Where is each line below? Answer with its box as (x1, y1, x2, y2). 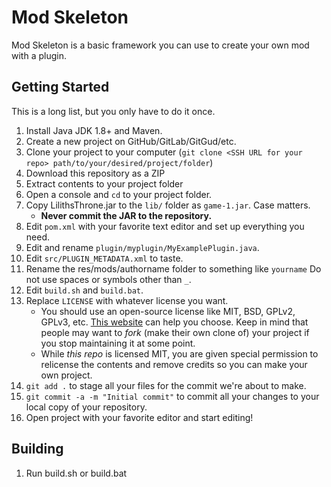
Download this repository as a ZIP (25, 167, 166, 179)
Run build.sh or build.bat (25, 467, 128, 479)
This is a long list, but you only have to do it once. (11, 105, 216, 117)
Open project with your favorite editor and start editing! (25, 411, 254, 423)
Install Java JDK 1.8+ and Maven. (25, 124, 163, 136)
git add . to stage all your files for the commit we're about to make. (25, 379, 307, 391)
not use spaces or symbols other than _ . (25, 273, 192, 285)
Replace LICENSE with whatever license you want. (25, 294, 229, 306)
